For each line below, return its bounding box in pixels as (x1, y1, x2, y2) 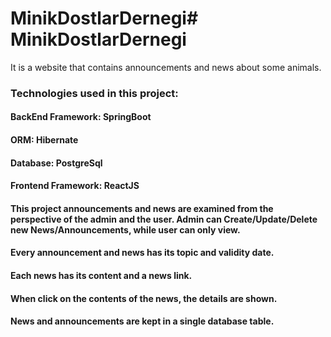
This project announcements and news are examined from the (10, 202, 274, 214)
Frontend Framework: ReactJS (10, 180, 140, 192)
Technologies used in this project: (10, 86, 179, 100)
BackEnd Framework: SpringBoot (10, 111, 152, 123)
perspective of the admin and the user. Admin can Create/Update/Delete (10, 213, 318, 225)
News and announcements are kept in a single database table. (10, 315, 275, 327)
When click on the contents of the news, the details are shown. (10, 292, 278, 304)
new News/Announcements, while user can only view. (10, 223, 241, 236)
